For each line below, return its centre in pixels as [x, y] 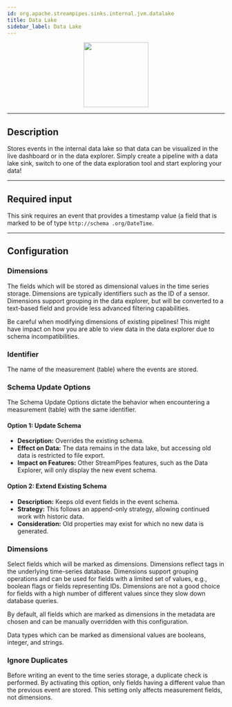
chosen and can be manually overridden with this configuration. [98, 621]
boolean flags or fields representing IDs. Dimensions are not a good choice [114, 586]
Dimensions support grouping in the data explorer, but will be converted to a [116, 301]
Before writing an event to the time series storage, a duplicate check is [108, 675]
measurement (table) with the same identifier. [72, 410]
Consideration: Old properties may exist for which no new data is [110, 523]
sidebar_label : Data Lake [44, 26]
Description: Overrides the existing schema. [80, 441]
